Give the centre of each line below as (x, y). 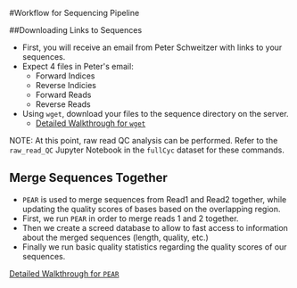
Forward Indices (65, 76)
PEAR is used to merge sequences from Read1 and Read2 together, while (154, 199)
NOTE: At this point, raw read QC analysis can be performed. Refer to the (144, 140)
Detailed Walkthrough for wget (91, 123)
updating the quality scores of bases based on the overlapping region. (151, 209)
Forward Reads (63, 95)
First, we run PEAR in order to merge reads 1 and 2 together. (130, 218)
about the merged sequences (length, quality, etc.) (115, 237)
